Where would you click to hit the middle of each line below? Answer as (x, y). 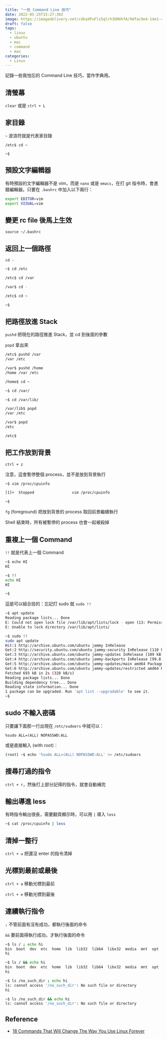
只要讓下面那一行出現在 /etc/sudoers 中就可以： (55, 726)
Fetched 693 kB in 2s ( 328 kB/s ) (40, 673)
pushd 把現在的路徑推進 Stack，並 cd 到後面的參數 (56, 334)
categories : (17, 56)
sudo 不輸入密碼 (30, 713)
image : (12, 19)
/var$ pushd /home (24, 368)
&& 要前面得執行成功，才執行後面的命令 (45, 935)
